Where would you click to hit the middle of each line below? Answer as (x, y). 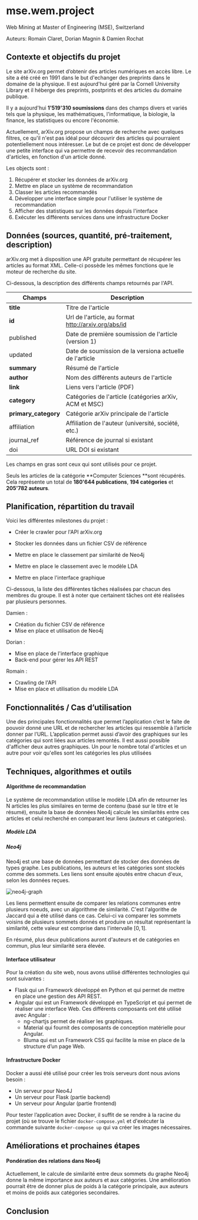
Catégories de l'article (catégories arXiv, (122, 396)
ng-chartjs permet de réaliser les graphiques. (78, 1021)
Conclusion (28, 1211)
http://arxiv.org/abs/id (96, 324)
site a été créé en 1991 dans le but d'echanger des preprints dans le (88, 77)
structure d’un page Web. (54, 1046)
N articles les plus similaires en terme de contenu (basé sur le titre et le (92, 806)
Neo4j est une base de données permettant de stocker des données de (93, 862)
